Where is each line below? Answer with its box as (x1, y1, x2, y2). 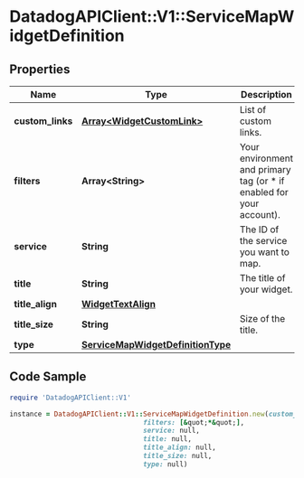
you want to (239, 246, 290, 258)
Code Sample (9, 369, 87, 385)
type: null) (143, 459, 188, 469)
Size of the (239, 313, 286, 324)
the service (239, 235, 288, 247)
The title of (239, 272, 286, 284)
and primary (239, 164, 291, 175)
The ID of (239, 223, 280, 236)
